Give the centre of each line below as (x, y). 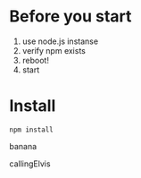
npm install (31, 130)
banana (23, 146)
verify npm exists (54, 50)
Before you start (70, 17)
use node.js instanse (60, 41)
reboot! (35, 60)
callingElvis (30, 164)
